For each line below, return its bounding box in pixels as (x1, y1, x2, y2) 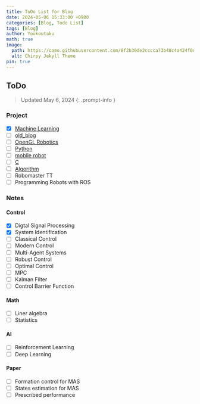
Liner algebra (14, 310, 48, 317)
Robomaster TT (14, 172, 54, 179)
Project (6, 111, 28, 120)
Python (14, 145, 33, 152)
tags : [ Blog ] (6, 25, 39, 32)
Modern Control (14, 242, 54, 249)
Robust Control (14, 256, 52, 263)
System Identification (14, 229, 67, 236)
